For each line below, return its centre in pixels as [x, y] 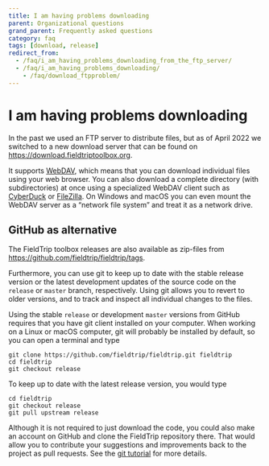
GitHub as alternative [63, 230]
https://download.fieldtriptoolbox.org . [70, 155]
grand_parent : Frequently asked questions [81, 31]
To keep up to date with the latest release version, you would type [118, 384]
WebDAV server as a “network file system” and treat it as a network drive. [131, 204]
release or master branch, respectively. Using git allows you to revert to [127, 291]
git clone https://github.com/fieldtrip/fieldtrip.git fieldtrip [120, 355]
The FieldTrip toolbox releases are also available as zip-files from [116, 249]
